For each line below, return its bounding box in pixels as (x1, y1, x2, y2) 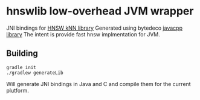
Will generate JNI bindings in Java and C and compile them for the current (6, 80, 192, 87)
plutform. (6, 87, 29, 94)
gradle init (6, 64, 36, 70)
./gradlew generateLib (6, 70, 63, 76)
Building (6, 48, 38, 59)
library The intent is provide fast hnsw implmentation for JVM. (6, 30, 160, 38)
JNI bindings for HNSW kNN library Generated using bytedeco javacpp (6, 24, 183, 32)
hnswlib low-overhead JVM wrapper (6, 4, 194, 18)
